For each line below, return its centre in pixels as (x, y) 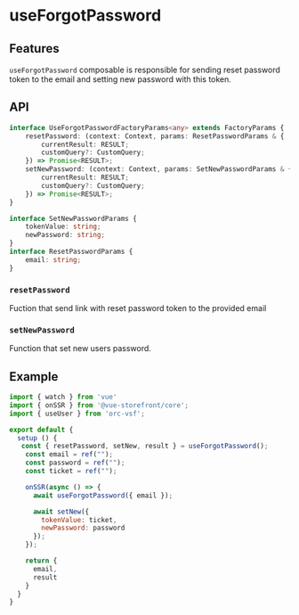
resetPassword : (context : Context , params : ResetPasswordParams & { (155, 136)
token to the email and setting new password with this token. (120, 79)
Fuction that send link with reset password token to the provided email (138, 307)
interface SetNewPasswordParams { (73, 218)
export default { (41, 430)
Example (34, 377)
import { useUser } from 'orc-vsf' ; (77, 414)
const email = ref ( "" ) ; (69, 455)
